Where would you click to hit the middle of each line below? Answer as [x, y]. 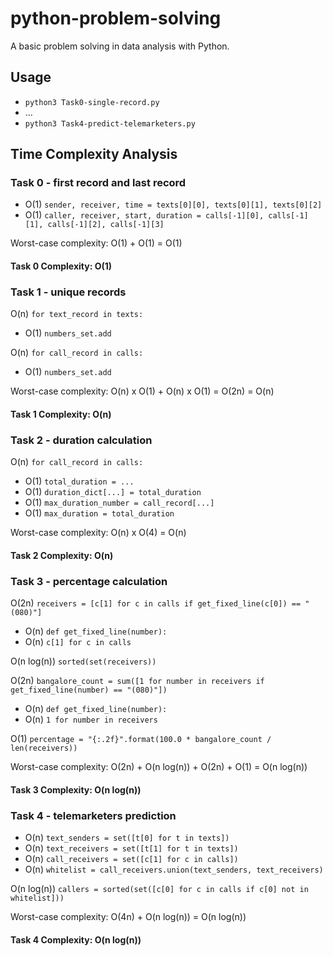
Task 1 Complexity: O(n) [61, 414]
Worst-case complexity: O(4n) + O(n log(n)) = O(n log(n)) [128, 916]
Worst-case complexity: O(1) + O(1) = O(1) [96, 243]
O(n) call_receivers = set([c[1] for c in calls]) [131, 858]
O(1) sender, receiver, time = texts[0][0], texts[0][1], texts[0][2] [173, 204]
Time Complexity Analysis [94, 154]
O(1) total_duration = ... [79, 481]
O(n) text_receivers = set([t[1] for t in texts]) [131, 848]
